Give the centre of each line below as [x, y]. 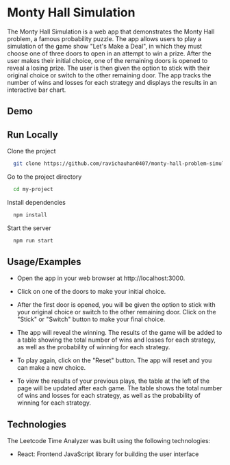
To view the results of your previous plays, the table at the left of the [113, 381]
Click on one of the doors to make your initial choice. [91, 292]
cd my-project [33, 190]
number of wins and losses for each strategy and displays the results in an [112, 82]
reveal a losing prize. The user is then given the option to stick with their [109, 68]
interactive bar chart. [37, 90]
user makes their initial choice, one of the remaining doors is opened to [107, 60]
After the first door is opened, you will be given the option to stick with [116, 305]
